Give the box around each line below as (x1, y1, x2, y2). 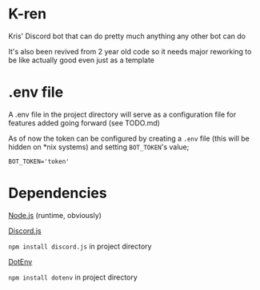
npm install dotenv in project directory (8, 272, 138, 282)
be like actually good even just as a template (8, 55, 154, 65)
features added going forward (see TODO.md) (8, 117, 160, 128)
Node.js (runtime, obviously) (8, 210, 102, 220)
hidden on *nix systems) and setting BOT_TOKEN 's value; (8, 141, 190, 152)
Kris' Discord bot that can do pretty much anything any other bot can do (8, 31, 246, 41)
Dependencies (8, 185, 107, 202)
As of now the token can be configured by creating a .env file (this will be (8, 133, 250, 143)
